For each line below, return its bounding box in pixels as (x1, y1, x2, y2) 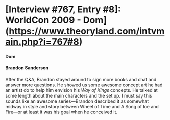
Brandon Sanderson (5, 65, 49, 71)
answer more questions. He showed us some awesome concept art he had (5, 82, 163, 88)
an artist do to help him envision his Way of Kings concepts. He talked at (5, 87, 158, 93)
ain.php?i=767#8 (5, 36, 79, 48)
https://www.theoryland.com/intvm (9, 26, 165, 37)
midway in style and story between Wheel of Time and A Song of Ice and (5, 103, 159, 109)
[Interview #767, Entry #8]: (5, 4, 121, 15)
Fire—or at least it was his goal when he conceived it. (5, 109, 118, 115)
